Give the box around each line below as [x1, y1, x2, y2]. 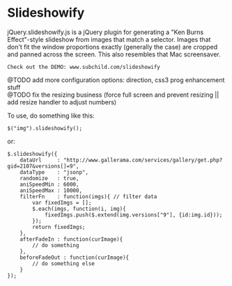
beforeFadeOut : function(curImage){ [20, 254, 130, 261]
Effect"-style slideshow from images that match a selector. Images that [7, 35, 211, 43]
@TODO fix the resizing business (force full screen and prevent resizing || [7, 90, 219, 99]
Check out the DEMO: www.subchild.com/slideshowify [7, 63, 160, 70]
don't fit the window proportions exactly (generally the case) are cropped [7, 42, 218, 51]
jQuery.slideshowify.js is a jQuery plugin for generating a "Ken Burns [7, 28, 204, 36]
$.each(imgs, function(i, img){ [32, 205, 127, 212]
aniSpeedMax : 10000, [20, 186, 82, 194]
